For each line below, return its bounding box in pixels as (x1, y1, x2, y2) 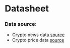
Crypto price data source (12, 37, 64, 43)
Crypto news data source (12, 32, 65, 38)
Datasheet (5, 3, 49, 14)
